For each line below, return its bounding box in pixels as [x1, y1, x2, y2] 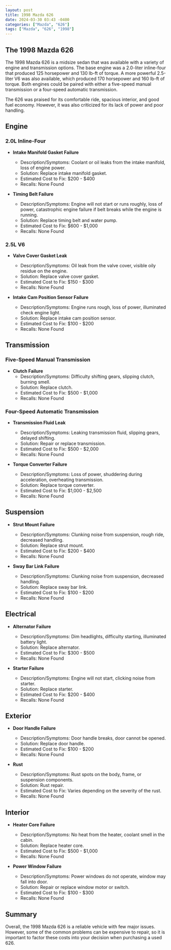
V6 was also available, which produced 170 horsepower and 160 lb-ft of [14, 75, 165, 82]
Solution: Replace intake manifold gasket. [20, 170, 107, 176]
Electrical [5, 610, 36, 619]
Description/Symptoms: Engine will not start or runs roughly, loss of [20, 201, 163, 207]
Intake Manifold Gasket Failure [12, 149, 79, 155]
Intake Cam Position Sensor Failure [12, 294, 89, 300]
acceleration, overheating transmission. [20, 477, 104, 483]
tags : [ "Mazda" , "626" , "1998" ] [5, 27, 74, 32]
